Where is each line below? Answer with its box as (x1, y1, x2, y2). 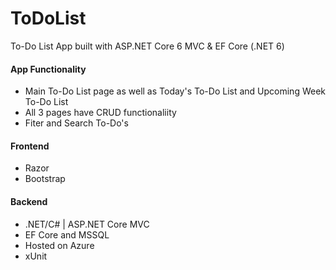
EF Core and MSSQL (24, 228, 110, 241)
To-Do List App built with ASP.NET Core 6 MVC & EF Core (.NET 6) (10, 40, 285, 52)
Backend (10, 195, 48, 207)
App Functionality (10, 63, 87, 75)
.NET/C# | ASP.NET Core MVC (24, 218, 150, 230)
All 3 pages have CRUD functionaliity (24, 107, 177, 119)
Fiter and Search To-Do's (24, 117, 129, 129)
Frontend (10, 140, 50, 152)
